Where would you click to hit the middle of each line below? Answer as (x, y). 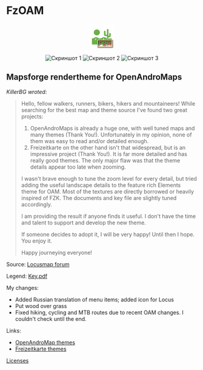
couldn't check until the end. (51, 318)
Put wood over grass (41, 306)
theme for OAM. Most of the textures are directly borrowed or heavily (108, 191)
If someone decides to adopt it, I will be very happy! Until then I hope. (108, 234)
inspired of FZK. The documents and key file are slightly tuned (99, 198)
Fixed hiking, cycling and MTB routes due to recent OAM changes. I (99, 312)
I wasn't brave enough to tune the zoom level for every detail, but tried (109, 178)
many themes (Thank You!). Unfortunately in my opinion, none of (111, 135)
